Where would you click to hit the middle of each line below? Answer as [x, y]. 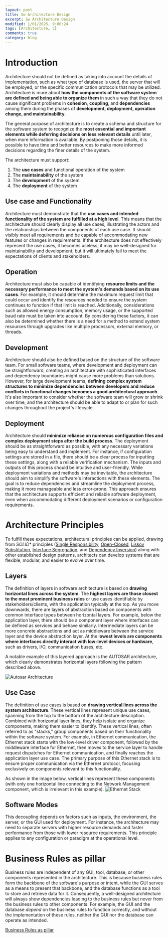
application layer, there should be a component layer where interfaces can [82, 620]
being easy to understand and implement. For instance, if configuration [78, 451]
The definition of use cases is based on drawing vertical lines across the [81, 705]
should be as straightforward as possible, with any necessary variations [79, 446]
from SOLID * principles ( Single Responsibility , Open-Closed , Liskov [75, 544]
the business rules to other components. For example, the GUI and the [78, 904]
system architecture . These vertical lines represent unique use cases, [78, 710]
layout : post [19, 10]
